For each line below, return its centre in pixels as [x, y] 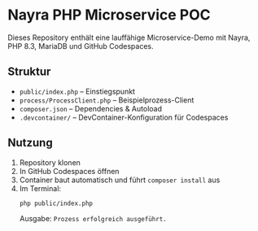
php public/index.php [56, 203]
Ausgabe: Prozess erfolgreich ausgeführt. [93, 219]
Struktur [29, 72]
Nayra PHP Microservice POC [109, 15]
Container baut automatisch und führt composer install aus [120, 180]
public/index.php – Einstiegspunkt [77, 91]
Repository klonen [50, 162]
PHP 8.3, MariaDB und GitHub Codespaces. [81, 46]
